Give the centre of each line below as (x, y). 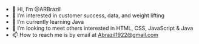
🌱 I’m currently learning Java (48, 22)
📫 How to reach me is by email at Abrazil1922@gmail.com (85, 35)
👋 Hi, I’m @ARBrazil (36, 9)
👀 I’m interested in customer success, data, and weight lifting (88, 15)
